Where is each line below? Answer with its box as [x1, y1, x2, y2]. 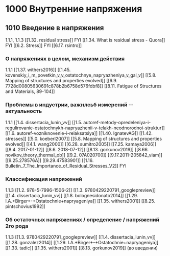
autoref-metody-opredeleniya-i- [83, 119, 151, 125]
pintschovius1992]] [5, 203, 46, 210]
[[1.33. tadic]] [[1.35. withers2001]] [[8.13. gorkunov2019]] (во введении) [5, 245, 158, 251]
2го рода [5, 222, 29, 229]
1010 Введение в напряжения [5, 24, 104, 32]
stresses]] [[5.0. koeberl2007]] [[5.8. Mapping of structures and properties [5, 135, 162, 142]
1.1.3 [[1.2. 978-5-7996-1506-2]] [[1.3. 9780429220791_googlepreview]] [5, 187, 156, 193]
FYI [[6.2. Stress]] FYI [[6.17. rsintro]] [5, 42, 82, 49]
